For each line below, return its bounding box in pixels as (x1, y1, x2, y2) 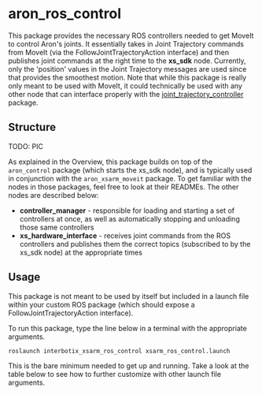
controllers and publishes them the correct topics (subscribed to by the (19, 239, 251, 248)
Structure (8, 121, 57, 134)
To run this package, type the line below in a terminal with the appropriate (8, 323, 248, 333)
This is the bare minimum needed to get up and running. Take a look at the (8, 360, 249, 371)
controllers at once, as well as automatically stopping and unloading (19, 214, 240, 223)
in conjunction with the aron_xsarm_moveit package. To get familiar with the (8, 173, 252, 183)
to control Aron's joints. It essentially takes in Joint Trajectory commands (8, 39, 244, 48)
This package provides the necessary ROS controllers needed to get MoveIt (8, 31, 254, 40)
